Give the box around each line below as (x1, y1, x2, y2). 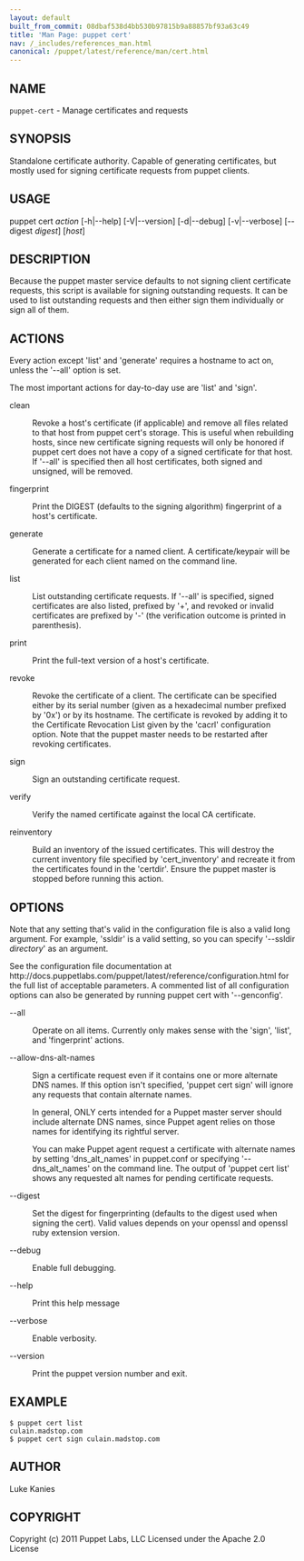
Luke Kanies (9, 1483, 56, 1494)
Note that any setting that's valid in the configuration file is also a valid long (9, 924, 290, 935)
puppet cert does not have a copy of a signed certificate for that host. (32, 446, 293, 457)
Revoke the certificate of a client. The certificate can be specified (32, 690, 277, 701)
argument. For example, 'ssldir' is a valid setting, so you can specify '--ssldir (9, 934, 296, 944)
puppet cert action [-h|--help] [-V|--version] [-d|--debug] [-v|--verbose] (9, 215, 283, 226)
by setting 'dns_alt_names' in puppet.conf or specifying (32, 1154, 240, 1164)
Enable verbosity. (32, 1333, 97, 1344)
